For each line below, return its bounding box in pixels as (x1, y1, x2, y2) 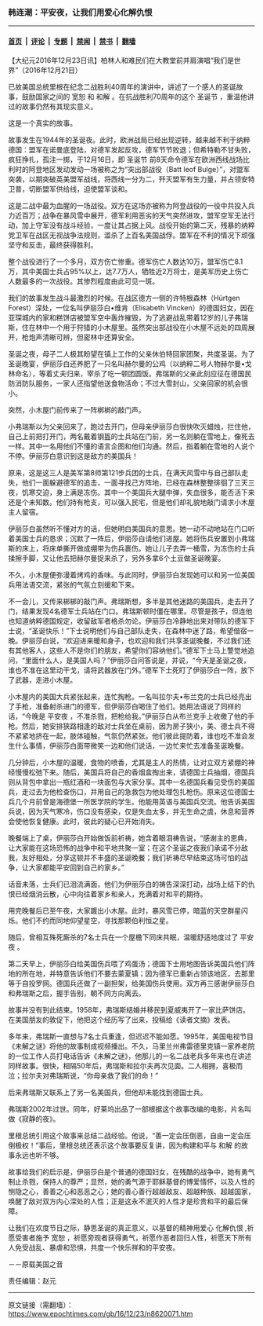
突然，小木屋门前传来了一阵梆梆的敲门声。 (8, 405, 146, 414)
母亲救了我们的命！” (93, 1071, 159, 1080)
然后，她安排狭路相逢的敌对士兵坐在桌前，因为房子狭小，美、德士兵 (21, 721, 241, 731)
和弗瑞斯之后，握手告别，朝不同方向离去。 (8, 988, 146, 998)
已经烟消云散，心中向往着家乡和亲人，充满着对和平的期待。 (14, 889, 207, 899)
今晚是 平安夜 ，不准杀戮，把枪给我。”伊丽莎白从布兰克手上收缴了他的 (24, 711, 248, 720)
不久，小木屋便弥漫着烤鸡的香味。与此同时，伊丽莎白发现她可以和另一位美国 (8, 570, 255, 579)
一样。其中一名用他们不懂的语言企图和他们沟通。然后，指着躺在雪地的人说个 (8, 441, 255, 451)
